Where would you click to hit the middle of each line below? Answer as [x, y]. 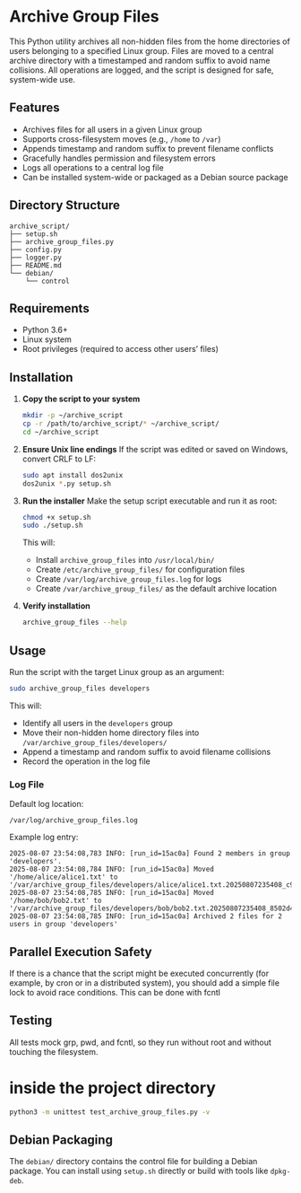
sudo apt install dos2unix [73, 475]
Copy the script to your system [81, 399]
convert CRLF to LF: [59, 459]
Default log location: [47, 804]
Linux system [47, 339]
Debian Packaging [61, 1140]
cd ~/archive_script [60, 432]
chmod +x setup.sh [56, 517]
